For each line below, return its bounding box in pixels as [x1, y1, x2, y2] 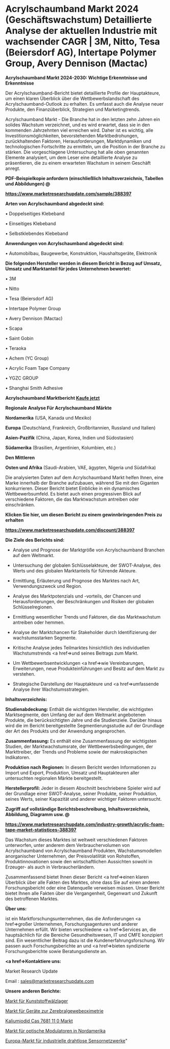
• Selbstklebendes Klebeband [5, 230, 68, 236]
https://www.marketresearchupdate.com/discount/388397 [5, 527, 135, 533]
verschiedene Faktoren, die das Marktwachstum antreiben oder [5, 496, 139, 502]
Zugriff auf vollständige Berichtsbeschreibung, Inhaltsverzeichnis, [5, 806, 150, 812]
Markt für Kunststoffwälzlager [5, 998, 68, 1004]
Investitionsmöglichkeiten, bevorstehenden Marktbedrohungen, [5, 132, 139, 138]
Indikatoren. [5, 754, 31, 760]
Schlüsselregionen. [12, 604, 54, 610]
